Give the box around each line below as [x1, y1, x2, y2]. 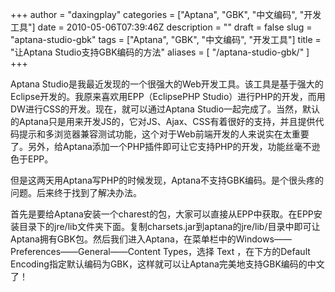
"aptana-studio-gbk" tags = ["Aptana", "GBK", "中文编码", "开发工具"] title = [10, 34, 322, 45]
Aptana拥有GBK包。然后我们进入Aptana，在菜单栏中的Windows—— [10, 233, 292, 245]
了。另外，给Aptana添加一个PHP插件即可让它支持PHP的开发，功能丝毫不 [10, 141, 312, 152]
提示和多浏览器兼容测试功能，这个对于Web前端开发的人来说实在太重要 [18, 128, 310, 140]
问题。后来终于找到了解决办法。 [10, 187, 142, 198]
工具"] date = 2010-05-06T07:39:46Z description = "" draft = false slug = [10, 21, 313, 33]
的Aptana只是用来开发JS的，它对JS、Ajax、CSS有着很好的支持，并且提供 [10, 116, 316, 127]
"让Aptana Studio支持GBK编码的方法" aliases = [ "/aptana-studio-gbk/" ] [10, 46, 310, 58]
